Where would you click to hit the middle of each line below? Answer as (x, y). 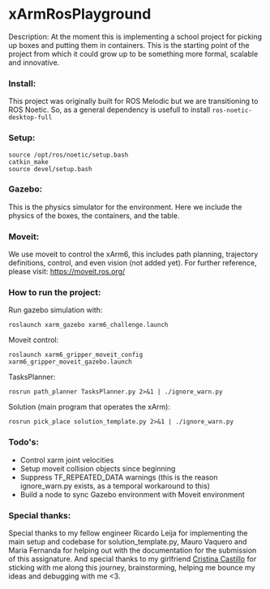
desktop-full (30, 118)
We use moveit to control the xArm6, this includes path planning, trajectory (133, 254)
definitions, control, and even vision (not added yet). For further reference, (133, 263)
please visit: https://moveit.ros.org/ (67, 272)
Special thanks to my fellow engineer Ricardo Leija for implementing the (129, 533)
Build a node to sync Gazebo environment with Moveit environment (132, 494)
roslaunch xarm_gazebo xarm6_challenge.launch (88, 325)
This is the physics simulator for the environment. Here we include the (125, 207)
